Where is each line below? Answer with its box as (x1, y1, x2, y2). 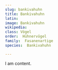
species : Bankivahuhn (5, 43, 51, 48)
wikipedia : (5, 25, 27, 30)
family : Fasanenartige (5, 39, 54, 43)
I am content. (5, 60, 32, 66)
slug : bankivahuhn (5, 7, 42, 12)
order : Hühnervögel (5, 34, 47, 39)
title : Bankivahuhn (5, 12, 45, 16)
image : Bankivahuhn (5, 20, 45, 26)
